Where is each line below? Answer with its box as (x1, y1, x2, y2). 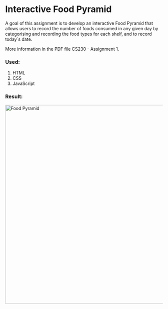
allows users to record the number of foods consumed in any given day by (5, 25, 158, 31)
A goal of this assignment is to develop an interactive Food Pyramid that (5, 20, 153, 26)
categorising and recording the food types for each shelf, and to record (5, 31, 152, 37)
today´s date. (5, 36, 32, 42)
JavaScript (12, 80, 35, 86)
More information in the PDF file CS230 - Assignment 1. (5, 46, 119, 52)
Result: (5, 93, 23, 100)
